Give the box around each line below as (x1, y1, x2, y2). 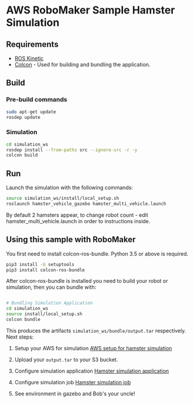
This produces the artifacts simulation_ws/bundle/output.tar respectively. (6, 327, 186, 334)
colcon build (6, 152, 38, 158)
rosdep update (6, 114, 41, 120)
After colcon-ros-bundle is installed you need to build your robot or (6, 278, 168, 285)
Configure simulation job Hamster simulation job (14, 378, 131, 385)
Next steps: (6, 333, 34, 340)
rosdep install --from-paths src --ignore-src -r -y (6, 147, 138, 153)
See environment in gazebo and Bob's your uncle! (14, 390, 135, 397)
